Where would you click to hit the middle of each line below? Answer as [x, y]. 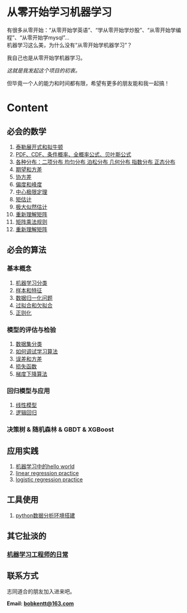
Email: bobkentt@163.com [40, 603]
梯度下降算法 [31, 374]
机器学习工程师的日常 [37, 555]
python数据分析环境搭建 [45, 515]
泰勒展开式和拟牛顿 [39, 147]
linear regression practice [47, 473]
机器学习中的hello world [45, 466]
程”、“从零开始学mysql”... [38, 37]
